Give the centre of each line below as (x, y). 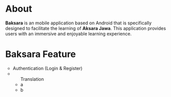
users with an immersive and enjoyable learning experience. (68, 34)
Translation (32, 79)
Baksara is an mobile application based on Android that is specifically (79, 23)
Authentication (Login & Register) (47, 68)
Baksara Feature (41, 54)
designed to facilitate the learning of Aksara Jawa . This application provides (86, 28)
